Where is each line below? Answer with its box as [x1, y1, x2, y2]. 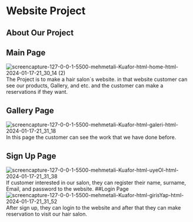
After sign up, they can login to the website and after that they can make [6, 204, 181, 211]
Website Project [6, 4, 86, 18]
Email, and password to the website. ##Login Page [6, 185, 129, 192]
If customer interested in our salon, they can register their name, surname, [6, 179, 187, 187]
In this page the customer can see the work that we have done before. [6, 134, 177, 141]
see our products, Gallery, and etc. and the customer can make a [6, 82, 164, 89]
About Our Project [6, 28, 74, 38]
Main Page [6, 47, 46, 57]
